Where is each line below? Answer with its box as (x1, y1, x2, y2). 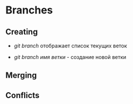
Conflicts (5, 90, 40, 100)
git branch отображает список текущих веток (13, 42, 128, 49)
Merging (5, 71, 37, 81)
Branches (5, 4, 53, 17)
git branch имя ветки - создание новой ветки (13, 54, 127, 60)
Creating (5, 27, 38, 37)
